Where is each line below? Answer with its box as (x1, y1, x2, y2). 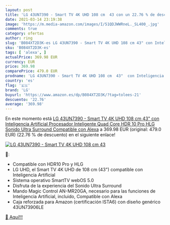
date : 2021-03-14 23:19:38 (5, 17, 62, 22)
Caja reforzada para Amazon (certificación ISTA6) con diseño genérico (12, 199, 161, 205)
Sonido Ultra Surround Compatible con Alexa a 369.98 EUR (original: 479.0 (5, 126, 162, 132)
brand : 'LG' (5, 87, 30, 93)
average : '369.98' (5, 102, 44, 107)
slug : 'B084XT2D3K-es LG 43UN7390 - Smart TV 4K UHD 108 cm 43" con (5, 41, 153, 46)
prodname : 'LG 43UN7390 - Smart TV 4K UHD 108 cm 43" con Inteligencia (5, 73, 164, 79)
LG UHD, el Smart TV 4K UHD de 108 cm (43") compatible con (12, 167, 143, 173)
